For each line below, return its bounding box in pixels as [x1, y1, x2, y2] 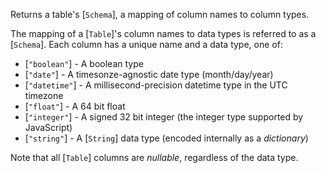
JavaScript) [24, 122, 73, 133]
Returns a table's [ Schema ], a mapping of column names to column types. [10, 9, 310, 20]
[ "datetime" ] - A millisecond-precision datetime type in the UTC [24, 79, 288, 91]
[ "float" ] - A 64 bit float [24, 100, 126, 112]
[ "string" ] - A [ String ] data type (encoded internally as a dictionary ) [24, 132, 309, 144]
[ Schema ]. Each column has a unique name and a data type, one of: [10, 39, 283, 50]
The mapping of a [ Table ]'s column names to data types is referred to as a [10, 28, 317, 39]
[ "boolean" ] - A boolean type [24, 58, 144, 69]
